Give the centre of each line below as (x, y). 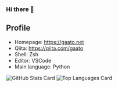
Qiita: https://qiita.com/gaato (49, 48)
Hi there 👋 (20, 9)
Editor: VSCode (33, 60)
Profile (18, 28)
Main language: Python (42, 67)
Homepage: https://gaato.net (49, 42)
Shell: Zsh (26, 54)
